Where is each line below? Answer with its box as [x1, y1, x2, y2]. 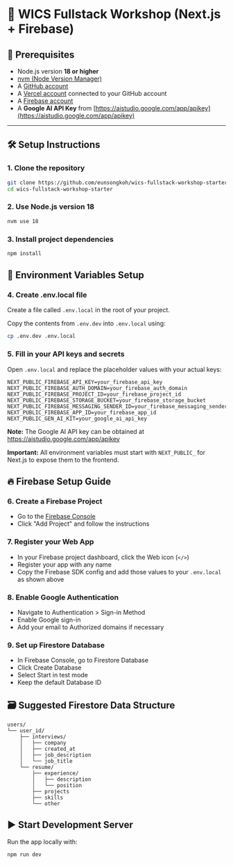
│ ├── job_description [19, 752, 92, 759]
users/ [7, 721, 26, 729]
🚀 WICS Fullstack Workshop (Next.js [7, 6, 221, 22]
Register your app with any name [17, 560, 112, 569]
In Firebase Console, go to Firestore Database [17, 656, 149, 665]
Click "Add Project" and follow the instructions [17, 519, 150, 528]
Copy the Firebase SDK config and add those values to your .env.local [17, 567, 222, 576]
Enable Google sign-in [17, 615, 81, 624]
